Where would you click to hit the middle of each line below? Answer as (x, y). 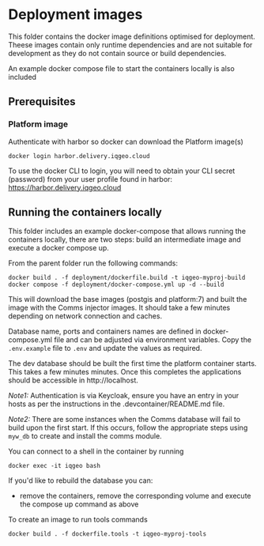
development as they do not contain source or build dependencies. (117, 53)
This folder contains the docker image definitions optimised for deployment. (132, 36)
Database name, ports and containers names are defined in (105, 331)
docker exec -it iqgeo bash (55, 466)
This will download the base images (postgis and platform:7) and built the (128, 299)
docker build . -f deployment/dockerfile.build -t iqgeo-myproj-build (127, 278)
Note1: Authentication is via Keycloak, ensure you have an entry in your (124, 396)
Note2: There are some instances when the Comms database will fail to (124, 420)
